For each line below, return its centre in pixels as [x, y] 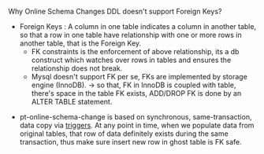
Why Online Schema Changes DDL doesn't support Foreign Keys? [115, 11]
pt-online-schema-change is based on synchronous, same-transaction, [136, 117]
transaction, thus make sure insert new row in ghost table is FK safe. [130, 142]
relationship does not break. [77, 68]
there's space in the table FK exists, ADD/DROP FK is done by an [136, 93]
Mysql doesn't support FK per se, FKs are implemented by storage [139, 77]
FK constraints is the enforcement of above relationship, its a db [135, 51]
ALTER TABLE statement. [72, 102]
